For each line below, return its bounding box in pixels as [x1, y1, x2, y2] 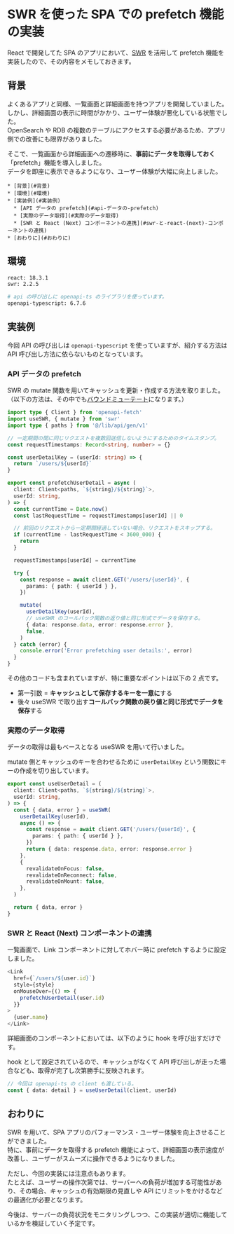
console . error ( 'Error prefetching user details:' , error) [20, 647, 193, 654]
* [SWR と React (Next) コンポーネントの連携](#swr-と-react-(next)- [13, 219, 208, 226]
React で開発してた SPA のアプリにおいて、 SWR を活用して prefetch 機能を [7, 48, 224, 57]
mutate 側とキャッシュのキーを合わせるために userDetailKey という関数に [7, 757, 221, 766]
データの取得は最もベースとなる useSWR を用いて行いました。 [7, 743, 188, 751]
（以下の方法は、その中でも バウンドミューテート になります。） [7, 395, 188, 404]
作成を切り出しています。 [19, 767, 93, 775]
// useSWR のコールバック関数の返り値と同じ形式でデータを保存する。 [25, 615, 204, 622]
